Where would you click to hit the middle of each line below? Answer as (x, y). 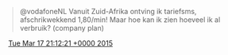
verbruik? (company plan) (62, 28)
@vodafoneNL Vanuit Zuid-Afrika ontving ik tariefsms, (108, 11)
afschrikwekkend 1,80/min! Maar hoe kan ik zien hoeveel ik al (120, 20)
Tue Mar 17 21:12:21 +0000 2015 (60, 43)
